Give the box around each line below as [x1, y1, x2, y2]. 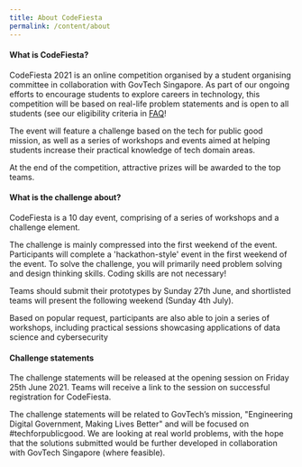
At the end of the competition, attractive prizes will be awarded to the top [9, 161, 281, 172]
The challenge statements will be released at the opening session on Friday [9, 372, 290, 383]
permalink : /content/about [9, 22, 111, 31]
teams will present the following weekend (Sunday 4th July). [9, 295, 234, 306]
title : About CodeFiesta [9, 13, 103, 23]
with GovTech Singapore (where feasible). [9, 447, 166, 458]
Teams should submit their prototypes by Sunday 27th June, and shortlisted [9, 285, 291, 296]
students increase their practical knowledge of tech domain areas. [9, 144, 255, 155]
